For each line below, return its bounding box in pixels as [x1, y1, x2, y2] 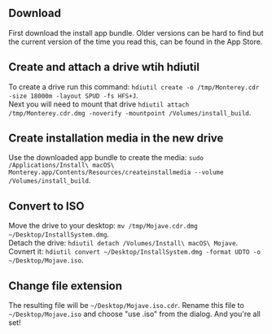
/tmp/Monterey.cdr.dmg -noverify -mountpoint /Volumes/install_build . [8, 107, 252, 117]
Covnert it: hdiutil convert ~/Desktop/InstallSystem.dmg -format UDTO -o [8, 247, 261, 257]
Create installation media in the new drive [8, 132, 224, 145]
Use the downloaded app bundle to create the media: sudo [8, 153, 204, 163]
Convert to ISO [8, 199, 85, 213]
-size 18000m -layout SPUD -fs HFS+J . [8, 90, 138, 100]
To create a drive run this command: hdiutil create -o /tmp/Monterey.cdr [8, 81, 260, 92]
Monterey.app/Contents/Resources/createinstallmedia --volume [8, 168, 224, 177]
